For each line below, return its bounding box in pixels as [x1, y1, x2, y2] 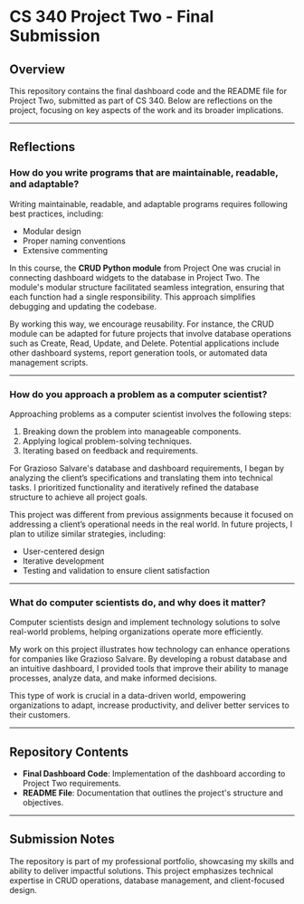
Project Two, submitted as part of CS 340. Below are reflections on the [9, 95, 273, 106]
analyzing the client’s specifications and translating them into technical [9, 472, 273, 483]
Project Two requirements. [22, 778, 122, 789]
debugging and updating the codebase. [9, 300, 157, 311]
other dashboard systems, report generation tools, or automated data [9, 347, 268, 358]
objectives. [22, 797, 64, 808]
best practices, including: [9, 208, 104, 219]
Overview [9, 62, 66, 77]
